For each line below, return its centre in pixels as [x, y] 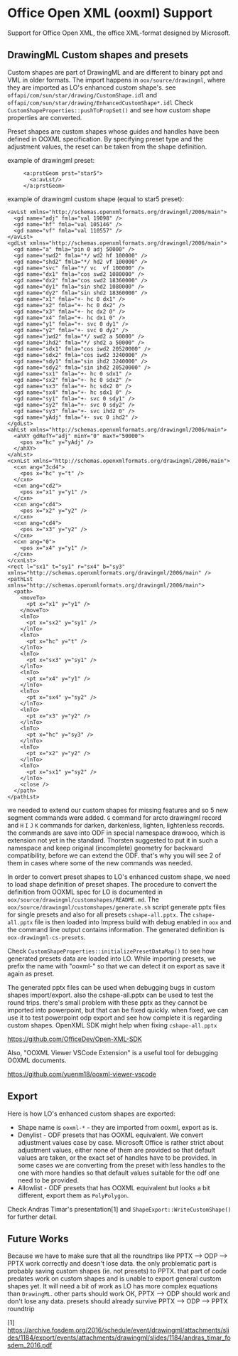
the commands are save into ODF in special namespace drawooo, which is [117, 833]
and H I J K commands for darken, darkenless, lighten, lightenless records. [116, 825]
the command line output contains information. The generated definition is [116, 929]
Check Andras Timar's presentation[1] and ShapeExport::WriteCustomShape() [119, 1209]
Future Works [38, 1239]
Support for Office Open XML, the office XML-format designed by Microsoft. [119, 33]
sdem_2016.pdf [30, 1345]
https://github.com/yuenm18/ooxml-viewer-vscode [82, 1074]
